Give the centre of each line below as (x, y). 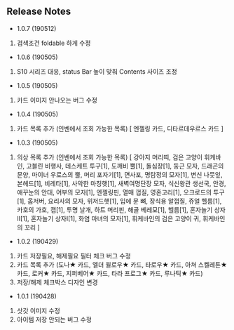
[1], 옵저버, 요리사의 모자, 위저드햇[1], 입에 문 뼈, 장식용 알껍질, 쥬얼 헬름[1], (119, 201)
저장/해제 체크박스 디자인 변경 (57, 282)
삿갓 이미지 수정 (38, 310)
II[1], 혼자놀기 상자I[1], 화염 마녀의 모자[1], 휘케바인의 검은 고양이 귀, (109, 218)
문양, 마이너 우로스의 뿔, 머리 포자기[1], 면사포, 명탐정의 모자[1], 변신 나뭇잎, (119, 174)
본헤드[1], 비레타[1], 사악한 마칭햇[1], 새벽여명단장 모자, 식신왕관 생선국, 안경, (121, 183)
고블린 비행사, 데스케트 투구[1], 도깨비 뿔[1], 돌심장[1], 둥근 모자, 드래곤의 (125, 166)
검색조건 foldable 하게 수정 (54, 43)
